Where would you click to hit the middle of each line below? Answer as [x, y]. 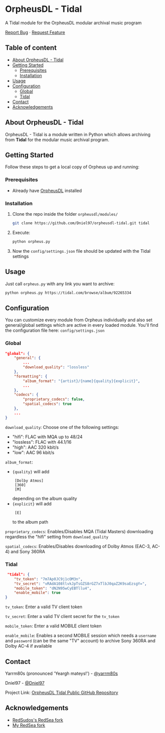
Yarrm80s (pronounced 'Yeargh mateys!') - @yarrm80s [62, 673]
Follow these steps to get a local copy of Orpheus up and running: [72, 167]
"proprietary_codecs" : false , [54, 399]
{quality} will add [31, 471]
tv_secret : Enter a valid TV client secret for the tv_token [62, 617]
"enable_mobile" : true [37, 593]
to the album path [30, 522]
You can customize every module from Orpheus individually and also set [79, 320]
